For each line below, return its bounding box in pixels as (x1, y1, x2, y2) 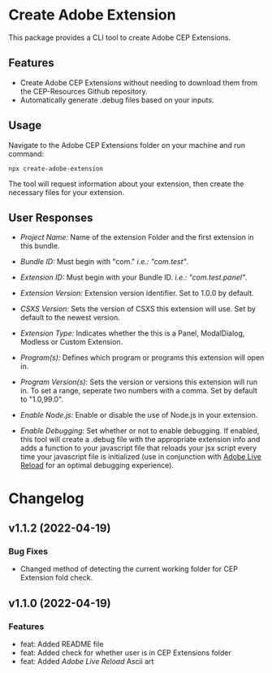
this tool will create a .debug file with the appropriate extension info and (19, 435, 261, 445)
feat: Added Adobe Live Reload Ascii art (19, 656, 154, 666)
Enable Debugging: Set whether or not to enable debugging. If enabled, (19, 426, 260, 436)
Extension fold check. (19, 573, 93, 583)
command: (8, 149, 45, 158)
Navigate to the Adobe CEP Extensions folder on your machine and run (8, 140, 246, 150)
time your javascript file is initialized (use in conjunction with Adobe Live (19, 452, 261, 462)
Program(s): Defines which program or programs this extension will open (19, 353, 265, 363)
